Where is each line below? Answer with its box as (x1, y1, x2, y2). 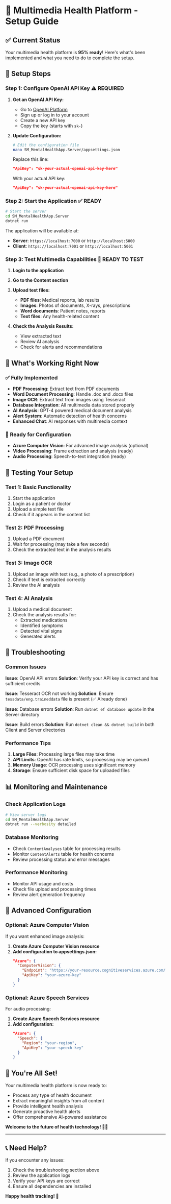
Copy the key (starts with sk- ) (20, 123, 83, 129)
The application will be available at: (5, 228, 79, 234)
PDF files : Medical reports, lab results (20, 297, 100, 303)
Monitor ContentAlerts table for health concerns (12, 851, 115, 857)
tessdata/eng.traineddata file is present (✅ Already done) (5, 695, 127, 702)
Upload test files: (12, 287, 50, 293)
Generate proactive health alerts (12, 1109, 80, 1115)
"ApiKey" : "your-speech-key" (22, 1045, 84, 1050)
